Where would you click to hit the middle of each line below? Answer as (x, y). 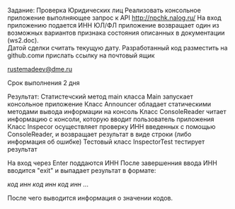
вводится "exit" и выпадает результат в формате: (82, 170)
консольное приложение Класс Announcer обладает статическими (109, 104)
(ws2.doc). (23, 40)
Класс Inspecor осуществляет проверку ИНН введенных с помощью (111, 126)
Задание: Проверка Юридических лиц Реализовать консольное (104, 10)
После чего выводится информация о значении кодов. (90, 198)
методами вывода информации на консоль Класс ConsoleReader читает (117, 112)
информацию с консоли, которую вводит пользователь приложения (111, 119)
